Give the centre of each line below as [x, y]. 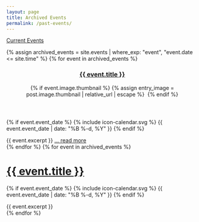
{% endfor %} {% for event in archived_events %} [69, 147]
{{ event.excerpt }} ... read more [46, 140]
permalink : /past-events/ [39, 23]
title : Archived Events [37, 18]
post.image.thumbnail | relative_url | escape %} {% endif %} [102, 94]
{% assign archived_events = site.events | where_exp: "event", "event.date [100, 52]
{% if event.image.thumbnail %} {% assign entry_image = [102, 88]
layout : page [23, 12]
